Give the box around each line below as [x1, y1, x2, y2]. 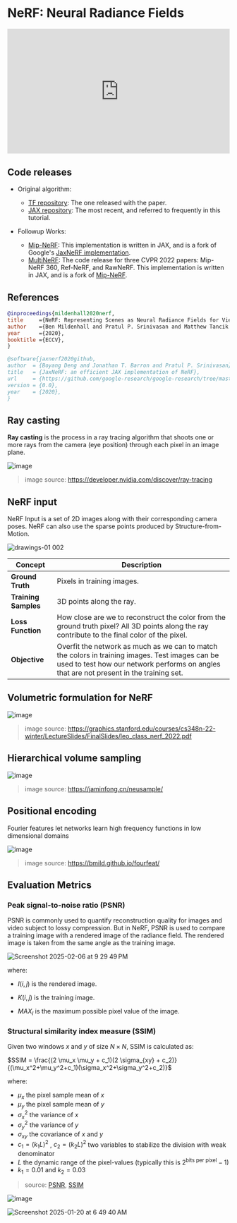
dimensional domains [7, 831, 69, 840]
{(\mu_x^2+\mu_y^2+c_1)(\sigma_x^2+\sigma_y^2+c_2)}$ [7, 1064, 172, 1072]
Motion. [7, 530, 30, 538]
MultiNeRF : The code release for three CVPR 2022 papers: [28, 256, 199, 264]
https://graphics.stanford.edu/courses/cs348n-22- [68, 724, 217, 733]
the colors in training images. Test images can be [56, 650, 219, 660]
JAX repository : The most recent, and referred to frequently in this [28, 206, 221, 214]
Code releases [7, 166, 73, 178]
